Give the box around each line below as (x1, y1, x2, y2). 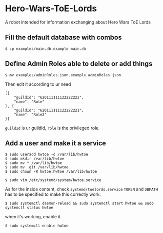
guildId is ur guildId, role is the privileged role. (5, 125, 100, 131)
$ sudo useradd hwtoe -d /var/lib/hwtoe (5, 152, 89, 157)
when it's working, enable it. (5, 214, 62, 220)
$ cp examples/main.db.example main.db (5, 46, 86, 51)
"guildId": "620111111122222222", (14, 95, 84, 100)
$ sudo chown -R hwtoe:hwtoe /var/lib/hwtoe (5, 169, 97, 174)
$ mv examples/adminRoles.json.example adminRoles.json (5, 72, 121, 77)
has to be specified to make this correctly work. (5, 191, 101, 197)
